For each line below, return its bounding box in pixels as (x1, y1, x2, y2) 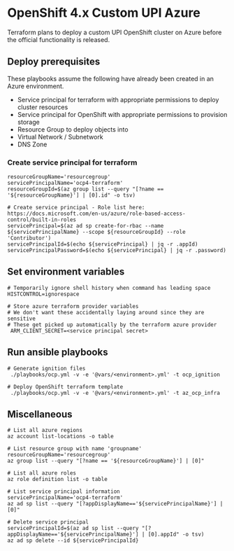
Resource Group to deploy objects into (17, 125, 129, 134)
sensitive (7, 315, 36, 322)
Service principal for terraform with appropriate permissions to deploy (17, 95, 219, 104)
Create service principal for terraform (7, 158, 138, 167)
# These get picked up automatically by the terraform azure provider (7, 321, 217, 328)
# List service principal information (7, 488, 120, 495)
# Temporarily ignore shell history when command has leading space (7, 284, 211, 291)
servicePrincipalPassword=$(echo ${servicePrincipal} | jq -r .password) (7, 247, 227, 254)
